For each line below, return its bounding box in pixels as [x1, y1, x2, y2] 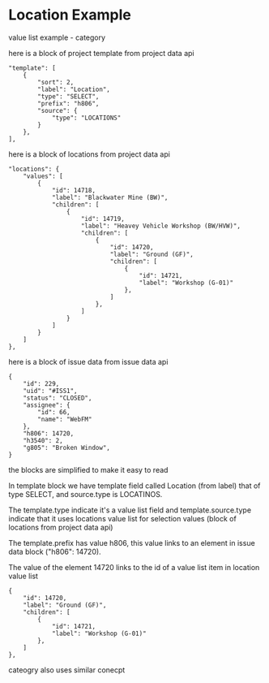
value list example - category [8, 32, 106, 42]
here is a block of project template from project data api [8, 48, 194, 58]
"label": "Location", [37, 85, 111, 93]
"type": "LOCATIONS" [51, 114, 122, 122]
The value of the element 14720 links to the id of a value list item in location [8, 562, 260, 572]
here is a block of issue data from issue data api [8, 357, 169, 366]
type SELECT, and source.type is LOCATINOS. [8, 489, 163, 499]
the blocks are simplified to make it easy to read [8, 465, 169, 474]
